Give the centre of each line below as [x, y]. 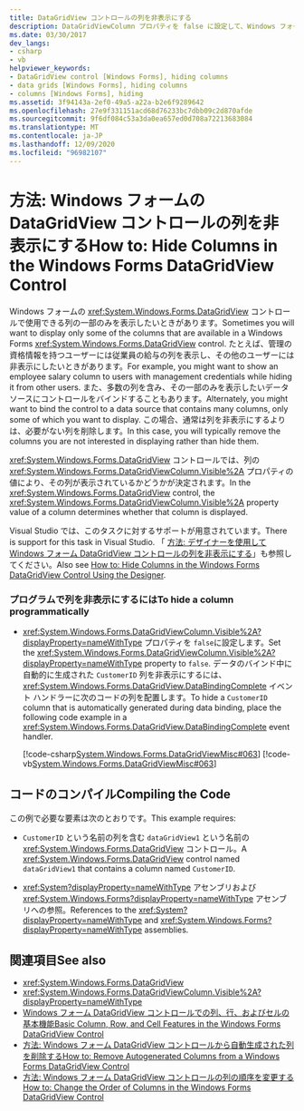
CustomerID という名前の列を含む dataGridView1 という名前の [136, 837]
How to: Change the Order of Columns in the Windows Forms [137, 1087]
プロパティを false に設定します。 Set [213, 642]
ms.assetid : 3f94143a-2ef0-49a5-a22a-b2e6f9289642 [107, 102]
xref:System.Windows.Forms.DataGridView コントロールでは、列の [135, 460]
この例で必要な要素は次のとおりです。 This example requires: [123, 818]
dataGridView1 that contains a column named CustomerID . [129, 868]
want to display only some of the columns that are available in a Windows [146, 333]
